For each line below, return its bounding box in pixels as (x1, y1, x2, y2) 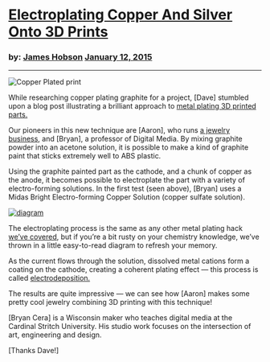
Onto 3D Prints (8, 23, 108, 41)
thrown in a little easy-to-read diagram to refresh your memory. (8, 241, 218, 250)
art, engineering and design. (8, 330, 102, 339)
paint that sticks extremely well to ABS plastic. (8, 151, 162, 161)
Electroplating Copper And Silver (8, 6, 233, 24)
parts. (8, 110, 28, 120)
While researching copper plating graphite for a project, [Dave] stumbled (8, 93, 249, 102)
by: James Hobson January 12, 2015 (8, 51, 153, 63)
